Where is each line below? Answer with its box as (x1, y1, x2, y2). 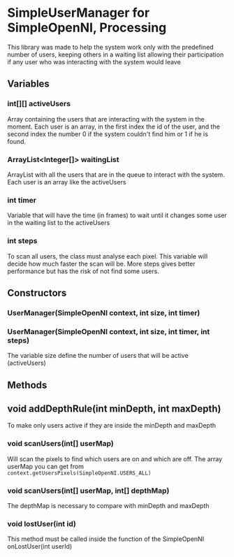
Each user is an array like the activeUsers (7, 178, 126, 186)
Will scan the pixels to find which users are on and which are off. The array (7, 454, 223, 463)
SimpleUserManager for (7, 5, 150, 21)
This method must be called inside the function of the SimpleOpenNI (7, 535, 205, 543)
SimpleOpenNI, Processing (7, 20, 167, 36)
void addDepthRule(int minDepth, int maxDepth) (7, 403, 221, 414)
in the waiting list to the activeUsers (7, 219, 110, 227)
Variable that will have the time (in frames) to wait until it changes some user (7, 211, 227, 219)
